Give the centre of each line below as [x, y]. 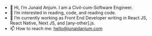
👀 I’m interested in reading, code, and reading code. [63, 13]
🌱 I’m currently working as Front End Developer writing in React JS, [78, 18]
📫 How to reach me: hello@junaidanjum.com [56, 28]
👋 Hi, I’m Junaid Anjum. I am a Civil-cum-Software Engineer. [71, 8]
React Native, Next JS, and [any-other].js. [52, 23]
